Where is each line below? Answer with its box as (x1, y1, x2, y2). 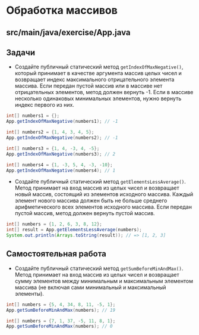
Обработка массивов (6, 4, 118, 17)
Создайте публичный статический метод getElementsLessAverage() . (14, 178, 186, 185)
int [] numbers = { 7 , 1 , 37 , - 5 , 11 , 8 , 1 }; (6, 318, 116, 324)
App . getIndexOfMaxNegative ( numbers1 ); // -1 (6, 119, 118, 125)
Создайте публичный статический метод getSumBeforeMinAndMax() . (14, 265, 184, 272)
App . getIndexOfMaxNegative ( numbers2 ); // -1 (6, 135, 118, 141)
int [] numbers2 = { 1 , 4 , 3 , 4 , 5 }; (6, 129, 94, 135)
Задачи (6, 47, 36, 57)
